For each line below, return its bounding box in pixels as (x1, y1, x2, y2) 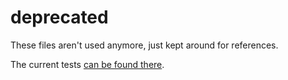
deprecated (10, 6, 109, 29)
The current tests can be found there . (10, 58, 165, 70)
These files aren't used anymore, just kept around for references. (10, 39, 279, 51)
